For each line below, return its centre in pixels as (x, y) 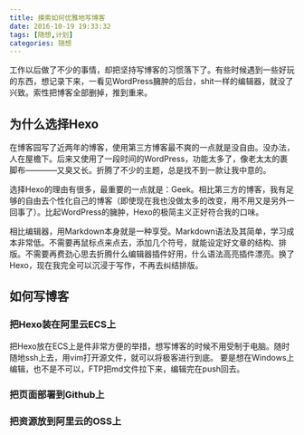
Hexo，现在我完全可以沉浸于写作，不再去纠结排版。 (106, 266)
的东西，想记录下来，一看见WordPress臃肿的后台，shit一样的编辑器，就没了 (152, 82)
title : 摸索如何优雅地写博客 (57, 18)
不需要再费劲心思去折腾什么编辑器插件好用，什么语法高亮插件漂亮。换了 (160, 254)
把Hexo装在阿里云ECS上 (63, 324)
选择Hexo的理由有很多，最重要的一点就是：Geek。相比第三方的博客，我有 (148, 189)
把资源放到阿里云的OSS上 (66, 420)
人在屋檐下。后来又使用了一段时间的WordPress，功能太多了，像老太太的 (145, 159)
